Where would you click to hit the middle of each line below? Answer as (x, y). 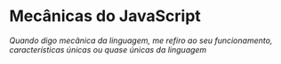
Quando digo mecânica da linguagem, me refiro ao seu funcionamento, (141, 40)
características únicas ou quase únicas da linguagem (108, 49)
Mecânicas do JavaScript (105, 16)
